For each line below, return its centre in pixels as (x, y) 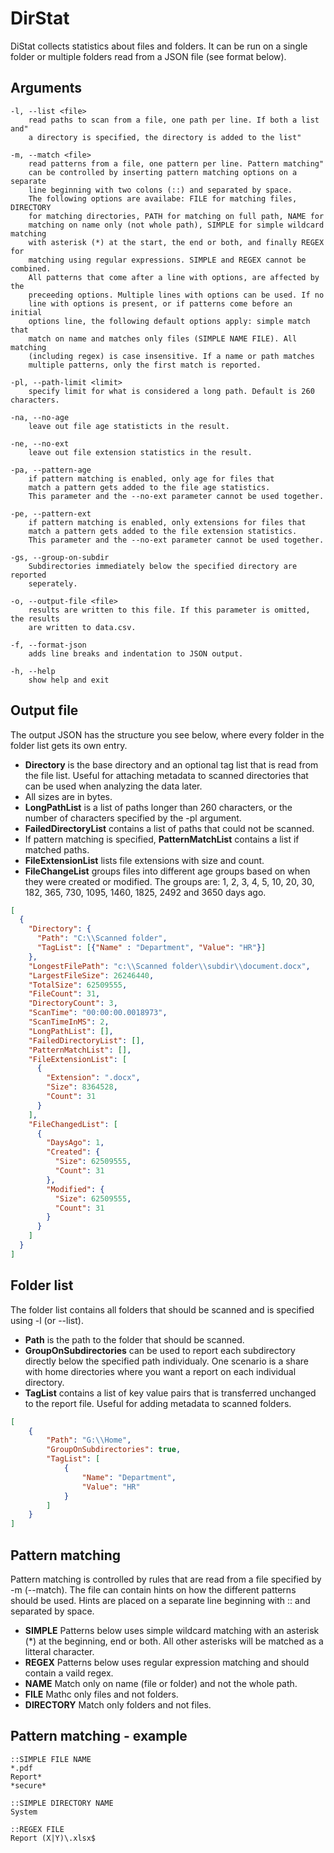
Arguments (46, 88)
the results (35, 618)
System (24, 1812)
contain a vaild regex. (69, 1673)
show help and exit (69, 680)
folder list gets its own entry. (69, 745)
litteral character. (59, 1651)
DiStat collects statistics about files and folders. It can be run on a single (159, 46)
